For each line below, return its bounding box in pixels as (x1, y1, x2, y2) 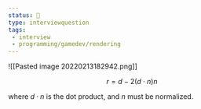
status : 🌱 (8, 11, 41, 19)
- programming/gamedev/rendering (11, 40, 122, 48)
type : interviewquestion (8, 19, 90, 26)
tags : (8, 26, 26, 33)
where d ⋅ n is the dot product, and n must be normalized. (8, 92, 194, 101)
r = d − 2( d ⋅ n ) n (105, 77, 159, 86)
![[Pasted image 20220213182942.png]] (8, 62, 137, 71)
